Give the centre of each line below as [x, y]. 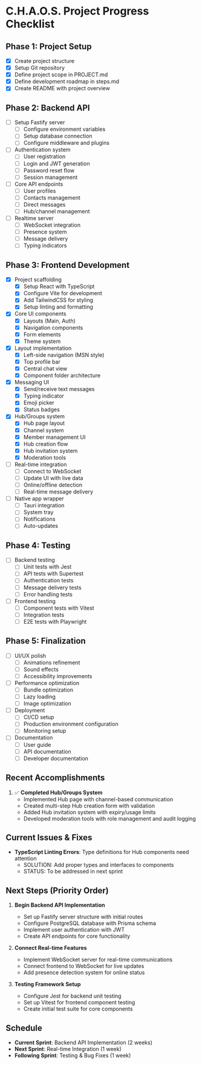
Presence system [45, 232]
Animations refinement [52, 663]
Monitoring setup [45, 731]
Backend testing [34, 560]
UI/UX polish [30, 655]
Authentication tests [48, 581]
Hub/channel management [57, 211]
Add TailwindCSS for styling [58, 300]
